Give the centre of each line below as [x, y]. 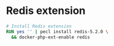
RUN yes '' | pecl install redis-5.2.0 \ [57, 31]
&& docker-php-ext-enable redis [51, 37]
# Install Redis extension [39, 26]
